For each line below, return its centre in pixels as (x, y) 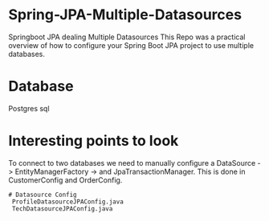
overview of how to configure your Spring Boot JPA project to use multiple (131, 45)
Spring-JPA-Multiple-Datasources (125, 15)
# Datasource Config (43, 195)
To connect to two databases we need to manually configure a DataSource (132, 163)
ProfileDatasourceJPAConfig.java (68, 202)
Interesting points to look (94, 141)
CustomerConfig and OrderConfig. (65, 180)
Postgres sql (29, 108)
